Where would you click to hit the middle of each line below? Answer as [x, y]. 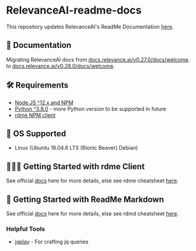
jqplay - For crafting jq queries [51, 242]
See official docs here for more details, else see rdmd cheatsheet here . [92, 213]
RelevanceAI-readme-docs [74, 10]
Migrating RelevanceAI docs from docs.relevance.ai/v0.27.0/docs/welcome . [98, 59]
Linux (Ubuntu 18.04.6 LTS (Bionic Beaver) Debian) [76, 148]
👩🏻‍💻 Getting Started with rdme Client [76, 166]
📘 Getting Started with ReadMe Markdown [85, 199]
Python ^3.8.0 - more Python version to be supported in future [90, 109]
